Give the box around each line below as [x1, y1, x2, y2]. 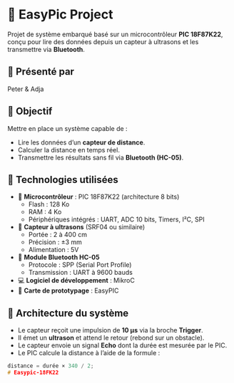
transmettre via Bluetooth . [7, 45, 86, 53]
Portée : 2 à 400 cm [28, 231, 88, 239]
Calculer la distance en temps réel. [17, 145, 120, 154]
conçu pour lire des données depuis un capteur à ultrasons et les [7, 37, 199, 46]
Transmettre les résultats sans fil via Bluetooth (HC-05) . [17, 153, 184, 162]
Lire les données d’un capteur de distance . [17, 138, 146, 147]
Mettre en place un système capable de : [7, 124, 128, 132]
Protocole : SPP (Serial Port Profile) [28, 261, 132, 269]
